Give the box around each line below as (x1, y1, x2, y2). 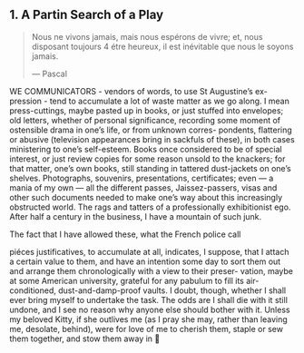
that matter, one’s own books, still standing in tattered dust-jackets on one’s (9, 162, 292, 173)
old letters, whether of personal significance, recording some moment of (9, 114, 281, 125)
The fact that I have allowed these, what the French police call (9, 229, 241, 240)
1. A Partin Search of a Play (9, 7, 164, 23)
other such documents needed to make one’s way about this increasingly (9, 191, 283, 202)
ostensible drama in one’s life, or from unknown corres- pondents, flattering (9, 124, 292, 135)
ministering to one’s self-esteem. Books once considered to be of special (9, 143, 283, 154)
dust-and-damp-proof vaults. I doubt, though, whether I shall (57, 285, 287, 296)
